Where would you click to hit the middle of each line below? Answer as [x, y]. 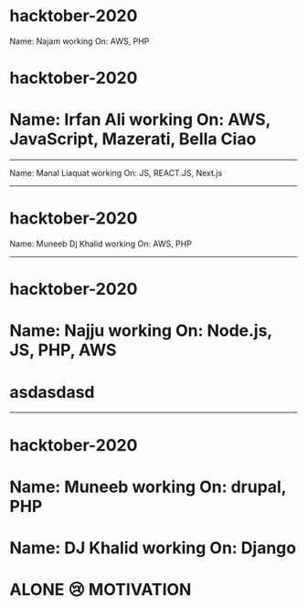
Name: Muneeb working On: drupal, [148, 487]
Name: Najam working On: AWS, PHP [79, 41]
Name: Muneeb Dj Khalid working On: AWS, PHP [101, 244]
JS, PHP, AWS [63, 350]
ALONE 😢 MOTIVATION [101, 590]
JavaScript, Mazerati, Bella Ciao [133, 139]
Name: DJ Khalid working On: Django [153, 548]
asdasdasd [52, 392]
